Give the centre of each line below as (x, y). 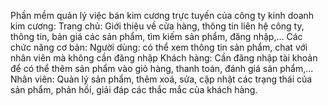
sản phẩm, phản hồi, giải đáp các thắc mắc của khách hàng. (134, 89)
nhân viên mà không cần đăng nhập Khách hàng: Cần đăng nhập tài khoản (164, 58)
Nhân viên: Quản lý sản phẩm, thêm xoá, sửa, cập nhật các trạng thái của (161, 79)
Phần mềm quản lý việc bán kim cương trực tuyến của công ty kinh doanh (162, 15)
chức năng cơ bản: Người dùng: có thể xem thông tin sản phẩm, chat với (159, 47)
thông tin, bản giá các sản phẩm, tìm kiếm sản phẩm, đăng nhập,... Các (156, 36)
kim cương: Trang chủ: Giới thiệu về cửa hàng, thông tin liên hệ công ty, (157, 26)
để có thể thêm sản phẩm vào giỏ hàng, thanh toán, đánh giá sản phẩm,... (162, 68)
